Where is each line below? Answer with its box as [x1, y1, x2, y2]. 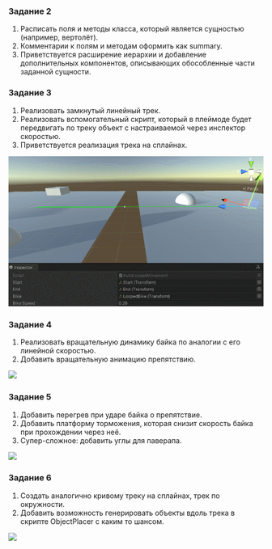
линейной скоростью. [19, 346, 96, 356]
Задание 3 [8, 87, 52, 99]
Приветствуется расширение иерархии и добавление [19, 50, 206, 60]
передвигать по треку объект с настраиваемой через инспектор [19, 123, 246, 133]
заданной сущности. [19, 67, 91, 77]
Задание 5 [8, 391, 52, 403]
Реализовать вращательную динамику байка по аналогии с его [19, 337, 241, 347]
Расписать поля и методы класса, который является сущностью [19, 24, 244, 34]
